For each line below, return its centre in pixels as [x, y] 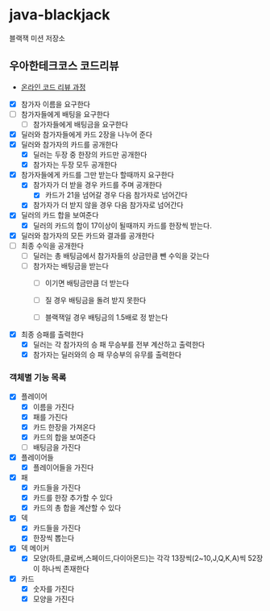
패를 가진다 [50, 417]
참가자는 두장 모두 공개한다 [75, 165]
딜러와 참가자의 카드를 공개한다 [69, 144]
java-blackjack [60, 15]
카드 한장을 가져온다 [64, 427]
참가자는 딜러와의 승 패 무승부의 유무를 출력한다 [107, 355]
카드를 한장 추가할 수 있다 [73, 498]
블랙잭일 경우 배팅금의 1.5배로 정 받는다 [106, 317]
